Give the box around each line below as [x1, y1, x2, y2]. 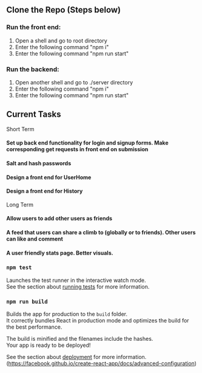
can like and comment [6, 235, 64, 242]
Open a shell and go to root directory [15, 36, 107, 44]
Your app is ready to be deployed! [6, 341, 91, 349]
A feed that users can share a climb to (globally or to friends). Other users [6, 228, 196, 236]
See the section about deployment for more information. [6, 354, 147, 361]
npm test [6, 264, 32, 271]
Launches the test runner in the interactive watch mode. [6, 276, 147, 284]
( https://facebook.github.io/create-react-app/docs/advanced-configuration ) [6, 360, 197, 367]
